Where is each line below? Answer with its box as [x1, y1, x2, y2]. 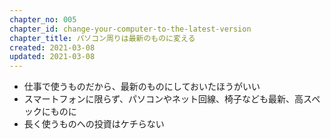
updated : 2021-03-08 [9, 52, 96, 62]
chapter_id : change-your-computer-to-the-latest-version [9, 24, 252, 34]
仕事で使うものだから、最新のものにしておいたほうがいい [23, 81, 261, 93]
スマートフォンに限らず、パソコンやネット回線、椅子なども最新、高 [23, 93, 304, 105]
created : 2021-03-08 [9, 42, 96, 53]
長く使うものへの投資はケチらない [23, 118, 165, 130]
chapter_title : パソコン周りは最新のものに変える [9, 33, 196, 43]
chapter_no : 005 [9, 14, 77, 25]
